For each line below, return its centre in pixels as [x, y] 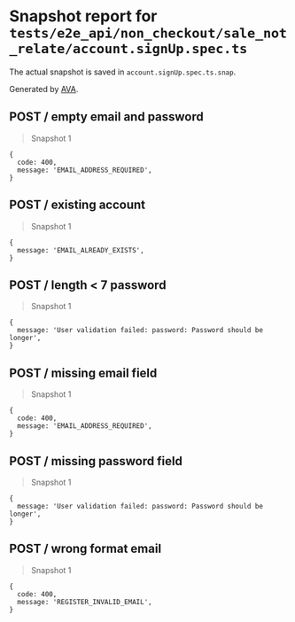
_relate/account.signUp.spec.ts [128, 49]
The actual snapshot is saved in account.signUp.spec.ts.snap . [123, 72]
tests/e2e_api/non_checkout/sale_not [148, 33]
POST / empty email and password [106, 117]
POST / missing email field [83, 373]
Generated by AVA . [44, 89]
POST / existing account [78, 205]
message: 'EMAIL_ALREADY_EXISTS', [81, 250]
